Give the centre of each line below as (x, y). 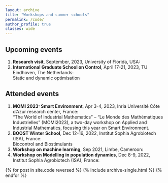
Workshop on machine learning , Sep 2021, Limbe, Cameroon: (78, 149)
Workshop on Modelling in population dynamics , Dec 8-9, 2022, (81, 155)
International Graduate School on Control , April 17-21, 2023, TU (80, 67)
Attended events (32, 94)
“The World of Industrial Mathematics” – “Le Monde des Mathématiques (88, 117)
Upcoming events (34, 50)
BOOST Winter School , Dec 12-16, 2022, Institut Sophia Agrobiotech (84, 133)
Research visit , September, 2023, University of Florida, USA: (76, 62)
